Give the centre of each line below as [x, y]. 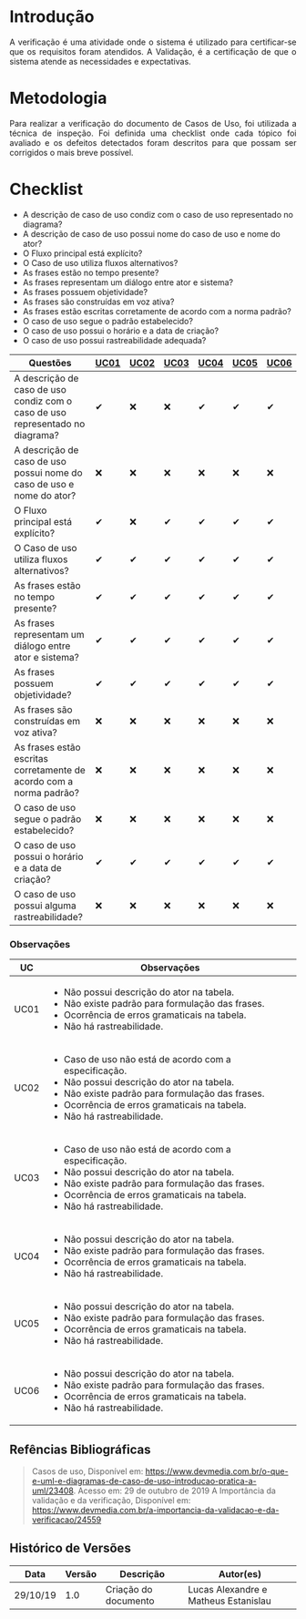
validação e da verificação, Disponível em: [111, 1500]
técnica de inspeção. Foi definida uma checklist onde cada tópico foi [153, 133]
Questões [50, 363]
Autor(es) [240, 1573]
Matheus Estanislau [229, 1601]
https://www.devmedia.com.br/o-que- [217, 1471]
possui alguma [46, 906]
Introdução [52, 17]
